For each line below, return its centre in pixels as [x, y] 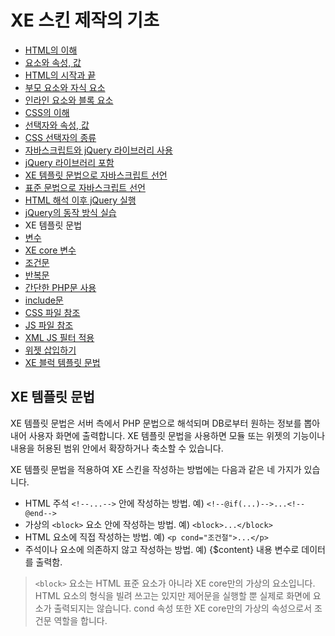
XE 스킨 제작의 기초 [85, 20]
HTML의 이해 [51, 50]
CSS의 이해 [47, 112]
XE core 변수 [50, 250]
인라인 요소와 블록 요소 [69, 100]
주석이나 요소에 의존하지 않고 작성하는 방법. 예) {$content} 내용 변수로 [162, 549]
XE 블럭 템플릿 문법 [62, 362]
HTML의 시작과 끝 [60, 75]
